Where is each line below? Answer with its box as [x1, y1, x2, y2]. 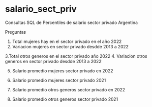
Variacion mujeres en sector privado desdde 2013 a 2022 [12, 43, 129, 49]
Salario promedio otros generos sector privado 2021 [12, 96, 118, 102]
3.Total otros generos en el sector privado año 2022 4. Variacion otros [5, 53, 148, 59]
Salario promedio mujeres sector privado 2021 [12, 77, 106, 83]
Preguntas [5, 29, 26, 35]
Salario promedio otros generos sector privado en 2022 [12, 86, 125, 92]
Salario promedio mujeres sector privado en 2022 [12, 67, 113, 74]
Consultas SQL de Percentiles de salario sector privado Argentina [5, 20, 138, 25]
